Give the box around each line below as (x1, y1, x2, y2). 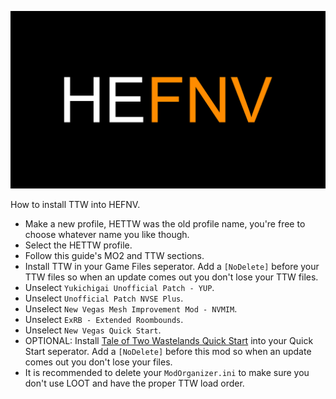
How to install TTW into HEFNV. (10, 198, 141, 210)
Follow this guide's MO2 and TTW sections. (24, 249, 205, 261)
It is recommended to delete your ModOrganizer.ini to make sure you (24, 366, 310, 378)
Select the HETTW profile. (24, 239, 133, 251)
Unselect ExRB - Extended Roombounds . (24, 313, 184, 325)
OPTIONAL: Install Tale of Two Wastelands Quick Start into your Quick (24, 334, 314, 346)
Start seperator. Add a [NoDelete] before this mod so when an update (24, 345, 312, 357)
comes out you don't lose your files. (24, 356, 173, 368)
